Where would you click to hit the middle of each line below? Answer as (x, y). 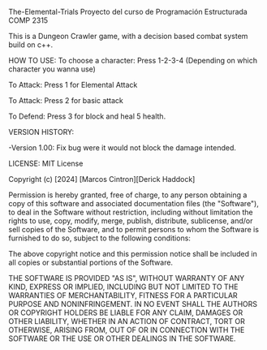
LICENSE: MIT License (46, 163)
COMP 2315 (28, 20)
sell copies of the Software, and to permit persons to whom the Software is (134, 229)
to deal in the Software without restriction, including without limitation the (131, 212)
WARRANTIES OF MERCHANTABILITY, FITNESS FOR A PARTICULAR (123, 295)
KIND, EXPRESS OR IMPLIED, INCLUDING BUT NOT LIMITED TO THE (123, 287)
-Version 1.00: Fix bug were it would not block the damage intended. (123, 148)
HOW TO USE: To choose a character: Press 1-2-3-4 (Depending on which (133, 60)
